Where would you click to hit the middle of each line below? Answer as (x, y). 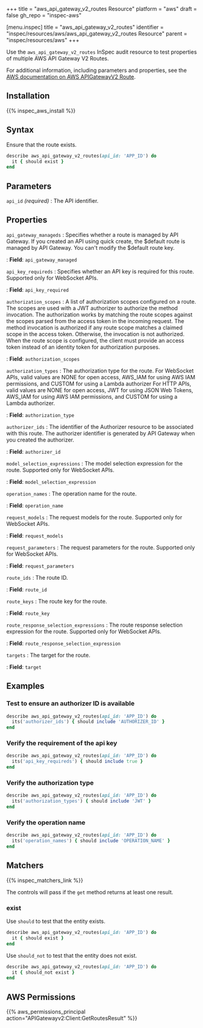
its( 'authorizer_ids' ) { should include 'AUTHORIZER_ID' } (88, 722)
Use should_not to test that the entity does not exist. (72, 955)
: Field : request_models (35, 535)
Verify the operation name (46, 822)
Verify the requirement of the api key (62, 743)
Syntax (20, 130)
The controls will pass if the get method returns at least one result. (90, 892)
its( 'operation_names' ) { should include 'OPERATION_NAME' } (91, 841)
